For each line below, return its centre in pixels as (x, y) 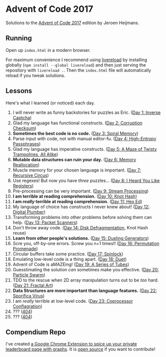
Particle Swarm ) (29, 275)
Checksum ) (24, 128)
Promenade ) (25, 249)
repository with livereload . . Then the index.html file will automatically (79, 70)
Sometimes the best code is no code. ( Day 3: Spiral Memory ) (75, 133)
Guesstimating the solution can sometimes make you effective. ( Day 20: (86, 269)
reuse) (19, 233)
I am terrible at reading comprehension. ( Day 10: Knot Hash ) (75, 196)
